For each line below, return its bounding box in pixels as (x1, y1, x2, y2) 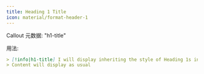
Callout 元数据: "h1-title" (6, 31, 66, 39)
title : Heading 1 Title (6, 8, 67, 15)
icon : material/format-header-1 (6, 14, 88, 20)
